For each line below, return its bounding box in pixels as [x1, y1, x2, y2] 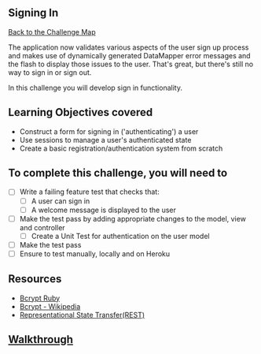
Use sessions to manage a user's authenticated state [19, 135, 192, 144]
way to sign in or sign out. [8, 67, 92, 77]
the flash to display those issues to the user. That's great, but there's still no [8, 59, 254, 69]
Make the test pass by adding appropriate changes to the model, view [19, 214, 246, 223]
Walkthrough [8, 333, 73, 346]
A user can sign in [31, 196, 90, 206]
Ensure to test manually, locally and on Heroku [19, 248, 171, 259]
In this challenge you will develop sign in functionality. [8, 83, 183, 92]
